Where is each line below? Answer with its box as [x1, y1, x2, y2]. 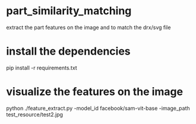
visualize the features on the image [6, 85, 183, 98]
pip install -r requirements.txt [6, 64, 77, 71]
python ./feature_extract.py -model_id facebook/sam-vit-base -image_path [6, 104, 190, 112]
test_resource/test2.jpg [6, 111, 64, 118]
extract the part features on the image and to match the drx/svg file [6, 24, 171, 31]
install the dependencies [6, 44, 131, 58]
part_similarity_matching [6, 4, 132, 18]
